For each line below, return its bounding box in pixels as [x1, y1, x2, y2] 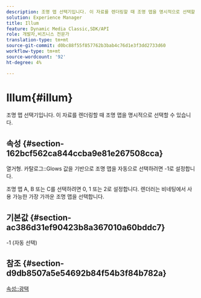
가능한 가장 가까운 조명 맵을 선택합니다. [12, 193, 104, 200]
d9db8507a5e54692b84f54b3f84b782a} [6, 268, 167, 279]
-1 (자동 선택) [6, 239, 37, 247]
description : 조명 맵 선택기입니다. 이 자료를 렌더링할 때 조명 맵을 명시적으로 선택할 [6, 8, 196, 15]
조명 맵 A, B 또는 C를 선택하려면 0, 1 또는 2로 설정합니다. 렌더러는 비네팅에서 [6, 186, 186, 193]
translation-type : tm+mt [6, 37, 69, 43]
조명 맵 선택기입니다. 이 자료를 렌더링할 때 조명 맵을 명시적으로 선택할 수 [6, 111, 175, 118]
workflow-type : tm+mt [6, 48, 61, 54]
